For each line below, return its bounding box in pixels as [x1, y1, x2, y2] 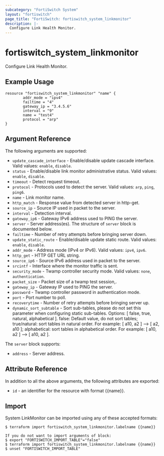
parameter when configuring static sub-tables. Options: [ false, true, [12, 310, 152, 316]
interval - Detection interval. [12, 210, 72, 216]
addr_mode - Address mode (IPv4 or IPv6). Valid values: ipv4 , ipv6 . [12, 247, 147, 253]
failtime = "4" [23, 100, 54, 105]
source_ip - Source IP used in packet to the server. [12, 205, 116, 211]
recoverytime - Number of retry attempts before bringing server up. [12, 299, 150, 305]
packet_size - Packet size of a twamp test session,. [12, 279, 117, 285]
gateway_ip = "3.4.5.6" [23, 104, 72, 109]
